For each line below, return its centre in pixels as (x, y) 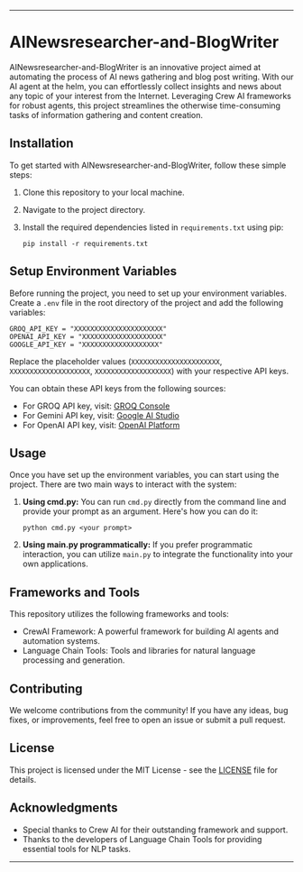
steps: (21, 174)
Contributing (46, 688)
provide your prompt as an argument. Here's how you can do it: (140, 511)
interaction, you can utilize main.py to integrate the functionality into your (157, 555)
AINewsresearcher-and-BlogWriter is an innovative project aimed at (135, 67)
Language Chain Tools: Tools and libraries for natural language (139, 651)
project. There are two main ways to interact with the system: (123, 484)
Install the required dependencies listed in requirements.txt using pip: (153, 227)
